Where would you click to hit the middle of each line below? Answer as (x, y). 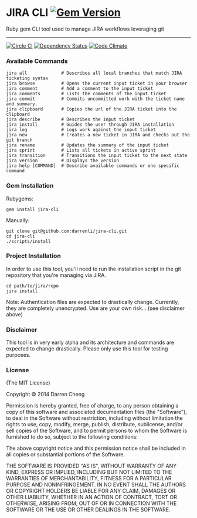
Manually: (18, 220)
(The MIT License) (28, 383)
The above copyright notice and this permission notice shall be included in (96, 448)
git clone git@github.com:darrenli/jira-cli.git (67, 231)
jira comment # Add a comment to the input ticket (80, 89)
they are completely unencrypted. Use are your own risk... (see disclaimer (95, 308)
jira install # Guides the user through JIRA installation (90, 125)
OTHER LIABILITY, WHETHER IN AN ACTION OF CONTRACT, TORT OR (91, 497)
